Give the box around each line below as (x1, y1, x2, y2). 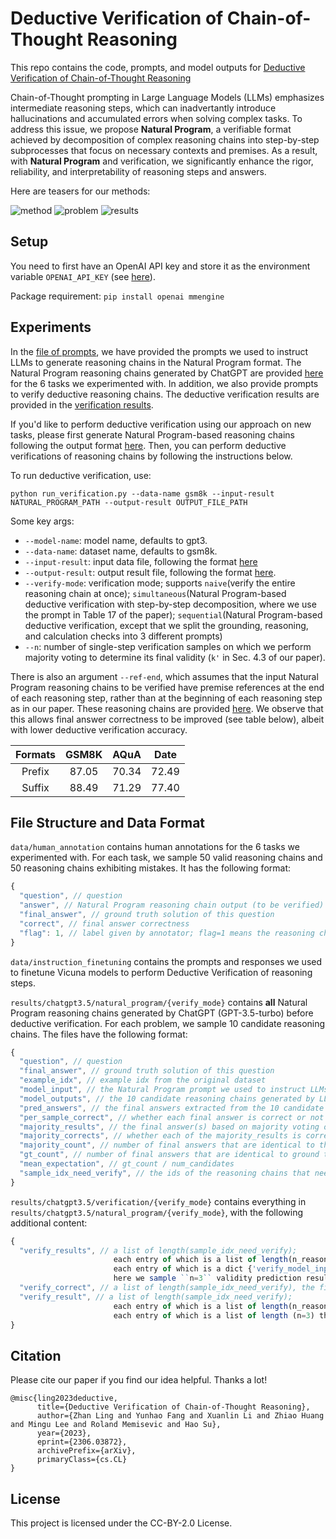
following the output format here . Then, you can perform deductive (10, 439, 287, 451)
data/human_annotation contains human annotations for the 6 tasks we (10, 841, 300, 853)
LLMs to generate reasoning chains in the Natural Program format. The (10, 356, 302, 368)
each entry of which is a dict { (113, 1264, 253, 1274)
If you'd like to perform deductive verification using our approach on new (10, 418, 312, 430)
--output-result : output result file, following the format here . (24, 566, 277, 578)
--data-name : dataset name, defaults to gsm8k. (24, 545, 218, 557)
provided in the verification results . (10, 398, 154, 411)
